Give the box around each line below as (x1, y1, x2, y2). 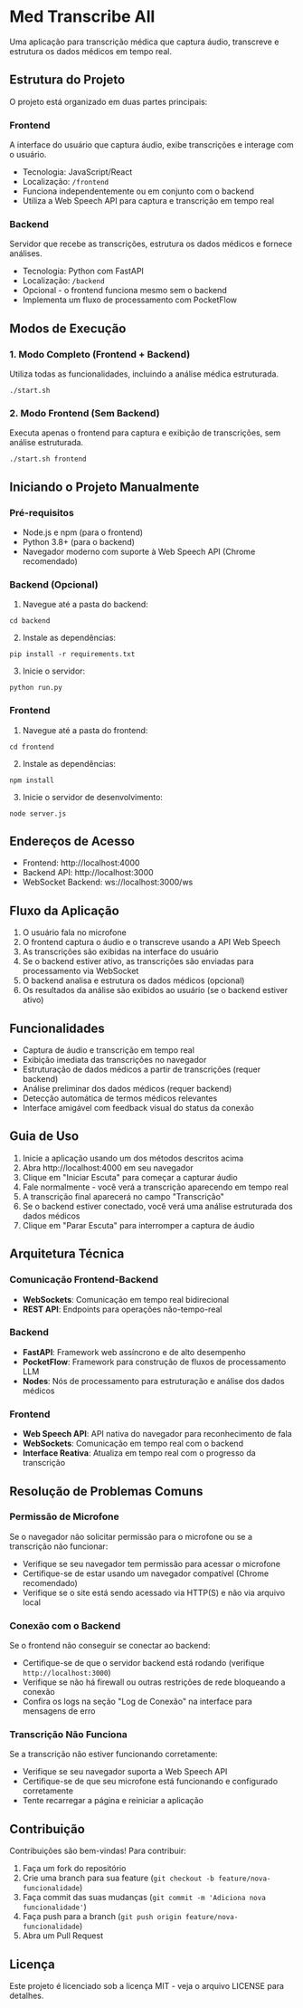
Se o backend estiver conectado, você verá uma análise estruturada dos (22, 1200, 293, 1211)
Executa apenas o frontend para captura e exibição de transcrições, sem (9, 427, 281, 438)
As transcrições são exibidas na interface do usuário (22, 946, 219, 957)
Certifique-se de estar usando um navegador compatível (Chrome (22, 1568, 270, 1579)
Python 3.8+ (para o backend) (22, 537, 136, 548)
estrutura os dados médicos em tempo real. (9, 45, 172, 56)
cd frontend (9, 742, 54, 751)
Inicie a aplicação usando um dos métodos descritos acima (22, 1152, 244, 1163)
